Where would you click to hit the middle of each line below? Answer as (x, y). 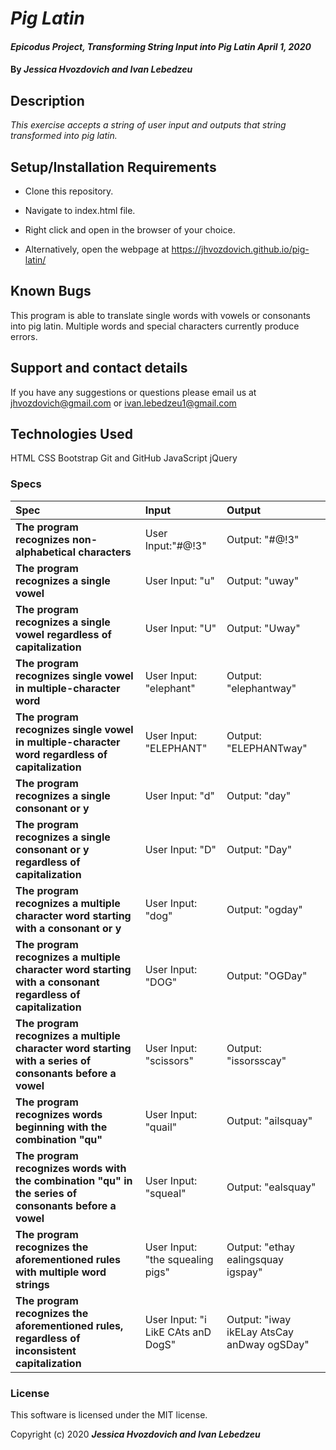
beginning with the (61, 1127)
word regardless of (61, 754)
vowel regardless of (63, 634)
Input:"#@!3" (175, 545)
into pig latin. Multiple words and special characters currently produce (155, 326)
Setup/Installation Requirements (113, 167)
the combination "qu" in (74, 1180)
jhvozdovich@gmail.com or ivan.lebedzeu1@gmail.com (123, 403)
